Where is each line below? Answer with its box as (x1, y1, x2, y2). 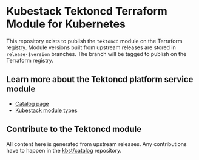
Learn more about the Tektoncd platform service (6, 74, 194, 85)
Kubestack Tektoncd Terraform (6, 4, 168, 18)
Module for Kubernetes (6, 17, 126, 31)
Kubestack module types (15, 106, 78, 114)
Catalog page (15, 100, 50, 107)
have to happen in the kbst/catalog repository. (6, 147, 122, 154)
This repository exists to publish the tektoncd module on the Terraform (6, 37, 183, 44)
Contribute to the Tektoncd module (6, 124, 142, 134)
